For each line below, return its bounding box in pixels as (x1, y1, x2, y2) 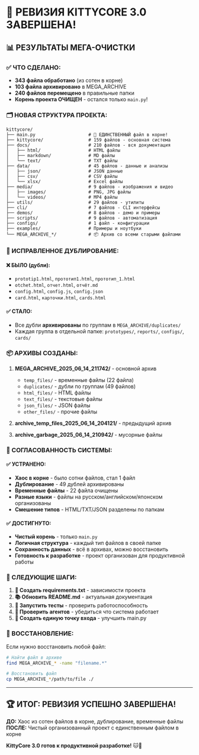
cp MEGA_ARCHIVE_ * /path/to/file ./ (6, 676, 94, 682)
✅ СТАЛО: (6, 308, 33, 315)
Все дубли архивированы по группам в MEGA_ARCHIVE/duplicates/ (14, 321, 181, 328)
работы (14, 559, 34, 566)
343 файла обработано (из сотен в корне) (14, 77, 123, 84)
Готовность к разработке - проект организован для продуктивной (14, 552, 185, 559)
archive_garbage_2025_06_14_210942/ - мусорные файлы (14, 431, 163, 438)
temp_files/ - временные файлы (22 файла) (23, 376, 134, 383)
